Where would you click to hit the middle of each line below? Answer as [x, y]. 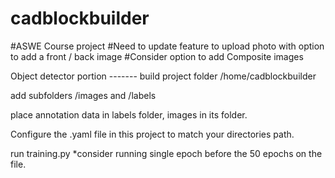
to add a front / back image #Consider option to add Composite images [157, 56]
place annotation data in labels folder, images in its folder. [129, 114]
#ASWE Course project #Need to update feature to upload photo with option [167, 46]
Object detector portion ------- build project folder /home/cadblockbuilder [163, 76]
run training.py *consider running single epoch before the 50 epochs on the [166, 153]
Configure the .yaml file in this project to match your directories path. [152, 134]
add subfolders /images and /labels [83, 95]
